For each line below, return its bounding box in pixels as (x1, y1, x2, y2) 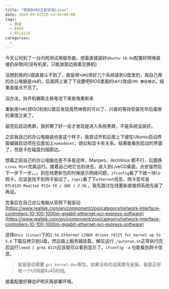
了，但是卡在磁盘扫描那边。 (5, 146, 63, 152)
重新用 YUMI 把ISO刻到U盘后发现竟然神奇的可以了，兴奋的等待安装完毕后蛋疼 (5, 106, 162, 112)
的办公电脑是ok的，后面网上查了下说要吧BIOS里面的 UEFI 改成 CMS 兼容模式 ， (5, 78, 160, 84)
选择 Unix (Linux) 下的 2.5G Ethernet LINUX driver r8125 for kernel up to (5, 231, 161, 237)
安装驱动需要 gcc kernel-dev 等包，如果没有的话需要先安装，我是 (17, 261, 152, 267)
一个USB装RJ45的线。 (22, 267, 69, 273)
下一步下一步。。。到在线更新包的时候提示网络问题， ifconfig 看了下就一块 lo (5, 170, 160, 176)
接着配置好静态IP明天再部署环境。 (5, 278, 76, 284)
